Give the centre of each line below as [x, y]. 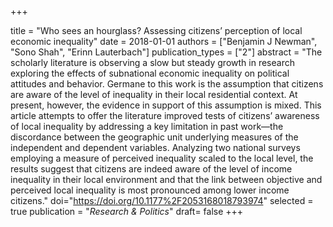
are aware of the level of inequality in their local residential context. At [154, 94]
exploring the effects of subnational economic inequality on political [150, 73]
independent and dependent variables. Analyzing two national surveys [155, 147]
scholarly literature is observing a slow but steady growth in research [152, 62]
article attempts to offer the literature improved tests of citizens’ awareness [165, 115]
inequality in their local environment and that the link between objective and [166, 179]
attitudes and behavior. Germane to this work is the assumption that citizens [167, 84]
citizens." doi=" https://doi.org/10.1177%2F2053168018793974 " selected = [162, 200]
